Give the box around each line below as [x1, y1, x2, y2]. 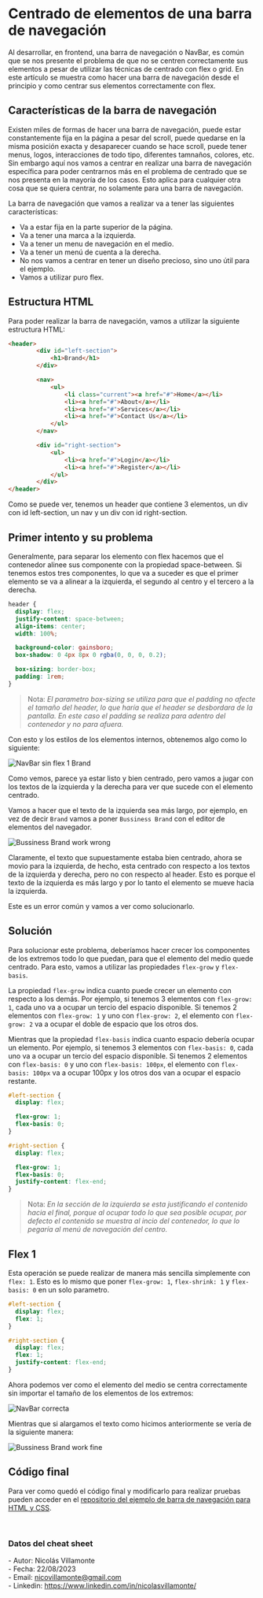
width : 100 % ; [15, 629, 58, 638]
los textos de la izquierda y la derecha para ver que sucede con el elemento [8, 781, 254, 792]
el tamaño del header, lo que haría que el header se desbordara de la [27, 703, 254, 712]
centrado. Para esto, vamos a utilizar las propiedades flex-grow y [8, 962, 220, 971]
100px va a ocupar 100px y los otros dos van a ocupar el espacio [32, 1068, 241, 1077]
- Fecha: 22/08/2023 [8, 1564, 76, 1574]
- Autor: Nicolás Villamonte [8, 1555, 96, 1565]
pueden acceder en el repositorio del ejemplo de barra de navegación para [8, 1494, 251, 1504]
